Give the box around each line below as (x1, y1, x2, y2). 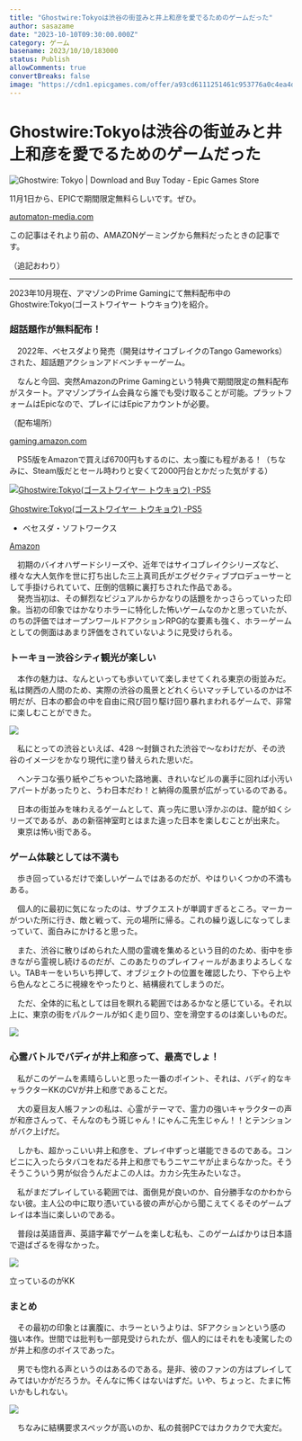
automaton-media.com (9, 210, 94, 221)
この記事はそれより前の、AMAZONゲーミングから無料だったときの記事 (9, 229, 272, 240)
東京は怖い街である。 (16, 827, 96, 837)
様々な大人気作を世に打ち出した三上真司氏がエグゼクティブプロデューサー (9, 570, 285, 581)
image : (9, 80, 34, 89)
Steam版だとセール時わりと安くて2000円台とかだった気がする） (32, 465, 273, 476)
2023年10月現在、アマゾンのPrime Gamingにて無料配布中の (9, 287, 232, 298)
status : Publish (9, 55, 70, 64)
